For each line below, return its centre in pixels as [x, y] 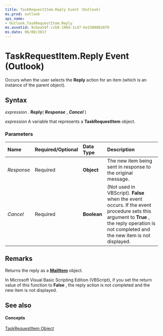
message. [118, 179]
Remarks [19, 259]
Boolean [92, 214]
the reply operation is [131, 223]
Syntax [16, 100]
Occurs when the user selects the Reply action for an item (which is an [76, 80]
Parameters [19, 134]
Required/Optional [57, 150]
